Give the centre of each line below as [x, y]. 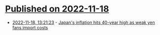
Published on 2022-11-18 [57, 9]
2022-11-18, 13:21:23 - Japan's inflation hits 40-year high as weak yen [83, 22]
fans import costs [30, 27]
